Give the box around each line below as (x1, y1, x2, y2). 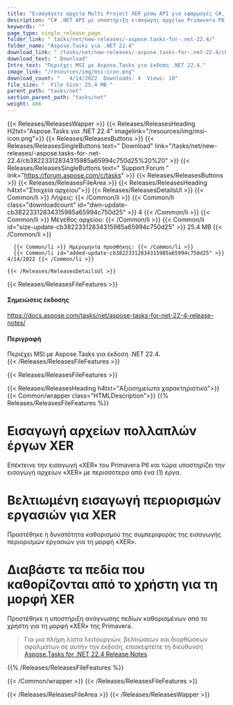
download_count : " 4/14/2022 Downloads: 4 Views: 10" (7, 74, 178, 82)
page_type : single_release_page (7, 29, 101, 37)
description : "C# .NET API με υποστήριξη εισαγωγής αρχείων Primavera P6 (7, 17, 225, 24)
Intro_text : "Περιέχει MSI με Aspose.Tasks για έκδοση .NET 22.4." (7, 62, 207, 69)
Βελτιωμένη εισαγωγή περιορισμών (7, 493, 221, 509)
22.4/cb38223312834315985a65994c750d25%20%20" (7, 156, 169, 164)
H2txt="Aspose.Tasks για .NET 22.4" (7, 126, 113, 135)
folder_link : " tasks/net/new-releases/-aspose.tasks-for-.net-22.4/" (7, 36, 216, 43)
